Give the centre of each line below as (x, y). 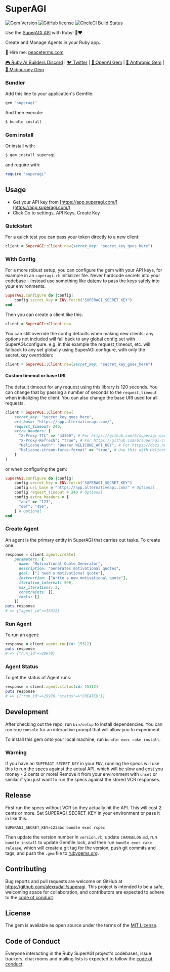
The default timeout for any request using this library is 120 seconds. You (81, 387)
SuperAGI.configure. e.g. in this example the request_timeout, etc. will (78, 344)
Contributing (26, 869)
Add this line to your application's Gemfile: (49, 94)
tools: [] (29, 597)
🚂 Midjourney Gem (25, 69)
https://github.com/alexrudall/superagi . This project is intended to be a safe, (85, 887)
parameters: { (29, 559)
